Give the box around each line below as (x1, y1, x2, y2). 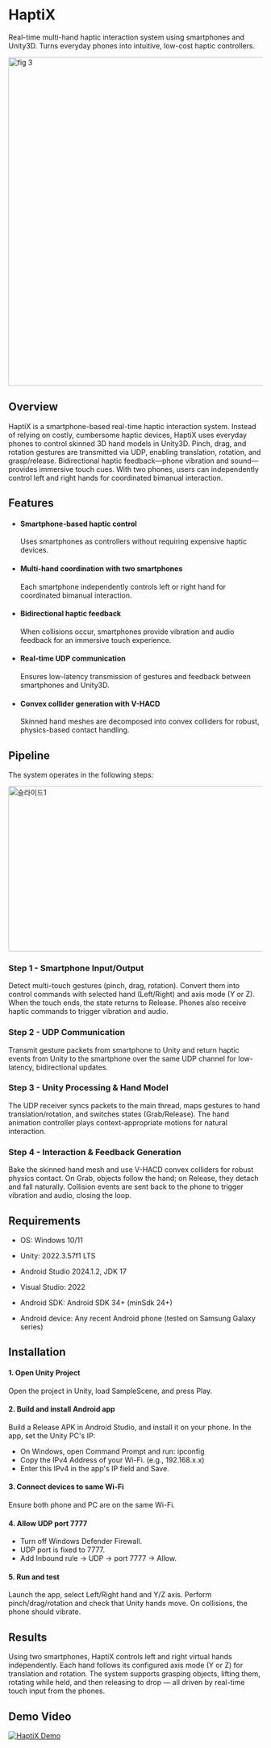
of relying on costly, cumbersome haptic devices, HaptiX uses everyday (8, 430, 248, 440)
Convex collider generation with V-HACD (19, 699, 161, 708)
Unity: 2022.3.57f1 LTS (19, 1250, 96, 1260)
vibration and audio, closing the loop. (8, 1191, 131, 1200)
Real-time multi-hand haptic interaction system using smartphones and (8, 32, 244, 42)
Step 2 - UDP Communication (8, 1027, 126, 1038)
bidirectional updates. (35, 1062, 109, 1072)
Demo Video (8, 1709, 72, 1723)
